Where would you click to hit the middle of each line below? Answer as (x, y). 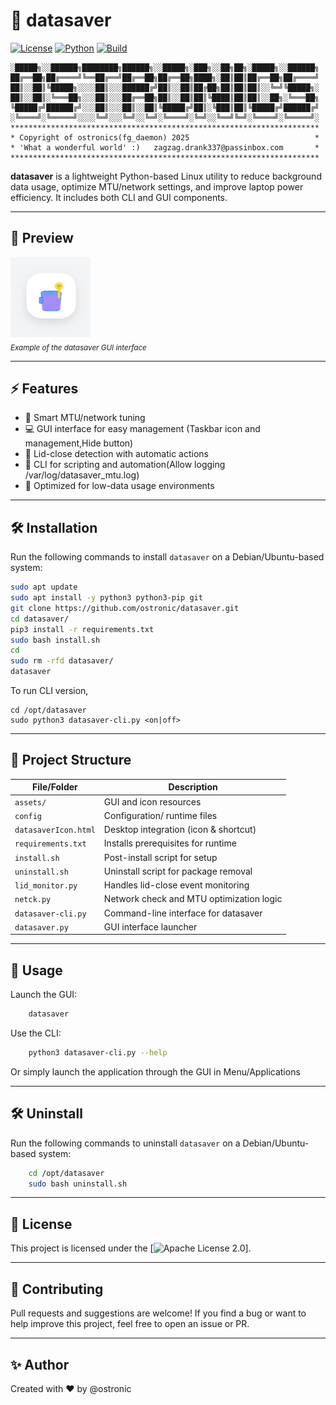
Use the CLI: (36, 1033)
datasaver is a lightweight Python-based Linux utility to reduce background (166, 176)
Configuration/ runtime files (160, 815)
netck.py (33, 900)
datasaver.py (41, 927)
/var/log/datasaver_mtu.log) (82, 475)
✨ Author (40, 1364)
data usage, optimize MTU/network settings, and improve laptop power (157, 186)
